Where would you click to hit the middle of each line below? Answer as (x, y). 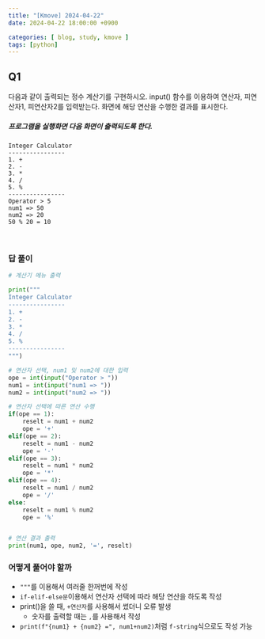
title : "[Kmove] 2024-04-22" (56, 15)
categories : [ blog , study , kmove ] (68, 37)
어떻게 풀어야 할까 (40, 568)
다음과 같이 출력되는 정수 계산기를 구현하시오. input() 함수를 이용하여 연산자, (125, 97)
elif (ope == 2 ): (35, 436)
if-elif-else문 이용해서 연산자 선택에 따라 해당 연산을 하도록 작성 (121, 596)
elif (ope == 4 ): (35, 481)
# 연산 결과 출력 (32, 538)
